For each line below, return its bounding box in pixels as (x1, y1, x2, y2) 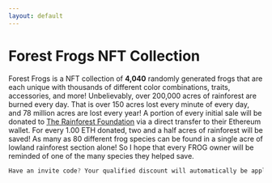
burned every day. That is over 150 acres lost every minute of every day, (8, 99, 249, 109)
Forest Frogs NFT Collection (8, 46, 201, 65)
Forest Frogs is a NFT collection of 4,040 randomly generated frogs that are (8, 74, 263, 83)
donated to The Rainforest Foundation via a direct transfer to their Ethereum (8, 117, 261, 126)
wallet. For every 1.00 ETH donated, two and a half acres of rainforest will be (8, 125, 263, 134)
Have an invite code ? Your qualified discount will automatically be (8, 167, 249, 175)
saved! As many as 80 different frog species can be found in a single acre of (8, 134, 263, 143)
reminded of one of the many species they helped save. (8, 151, 194, 160)
